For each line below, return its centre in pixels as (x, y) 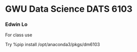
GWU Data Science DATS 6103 (69, 9)
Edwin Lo (16, 25)
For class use (19, 35)
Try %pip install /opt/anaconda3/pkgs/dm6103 (53, 45)
